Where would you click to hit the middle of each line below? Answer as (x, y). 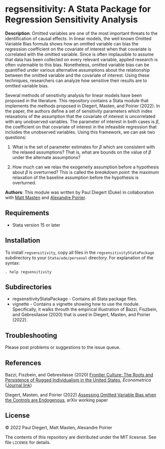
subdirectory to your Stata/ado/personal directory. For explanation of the (79, 257)
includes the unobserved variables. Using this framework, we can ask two (80, 132)
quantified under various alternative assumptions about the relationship (78, 70)
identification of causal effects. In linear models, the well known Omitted (78, 39)
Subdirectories (28, 287)
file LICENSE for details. (28, 442)
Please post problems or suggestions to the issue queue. (63, 347)
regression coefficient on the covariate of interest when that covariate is (78, 49)
